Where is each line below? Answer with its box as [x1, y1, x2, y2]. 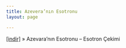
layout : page [6, 14, 38, 20]
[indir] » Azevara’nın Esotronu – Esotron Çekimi [6, 35, 121, 42]
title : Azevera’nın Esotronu [6, 8, 78, 15]
